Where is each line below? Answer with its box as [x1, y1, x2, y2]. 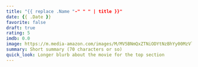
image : [6, 41, 22, 47]
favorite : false [6, 19, 46, 25]
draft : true [6, 24, 35, 31]
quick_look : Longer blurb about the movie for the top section [6, 52, 165, 58]
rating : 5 [6, 30, 31, 36]
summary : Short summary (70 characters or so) [6, 47, 123, 52]
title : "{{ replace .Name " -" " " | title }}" [6, 8, 123, 15]
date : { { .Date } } [6, 14, 51, 20]
